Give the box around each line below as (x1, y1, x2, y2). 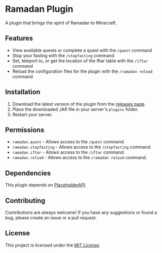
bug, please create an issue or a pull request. (5, 215, 97, 220)
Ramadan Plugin (5, 3, 74, 15)
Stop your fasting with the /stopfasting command (12, 52, 115, 58)
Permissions (5, 126, 44, 134)
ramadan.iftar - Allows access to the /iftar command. (12, 149, 125, 155)
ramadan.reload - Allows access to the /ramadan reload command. (12, 155, 147, 161)
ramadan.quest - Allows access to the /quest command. (12, 139, 125, 145)
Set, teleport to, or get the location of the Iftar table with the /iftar (12, 58, 148, 64)
